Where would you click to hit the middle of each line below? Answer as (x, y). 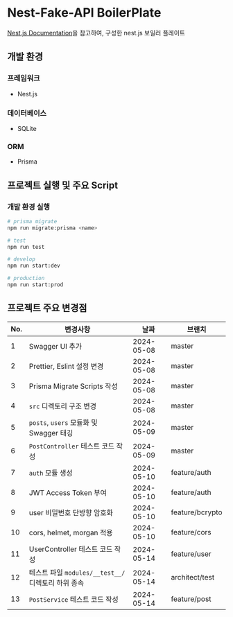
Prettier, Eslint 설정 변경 (66, 366)
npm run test (26, 247)
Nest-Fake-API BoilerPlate (84, 13)
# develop (21, 259)
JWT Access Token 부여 (68, 492)
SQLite (27, 128)
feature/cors (191, 532)
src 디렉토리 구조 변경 (63, 406)
